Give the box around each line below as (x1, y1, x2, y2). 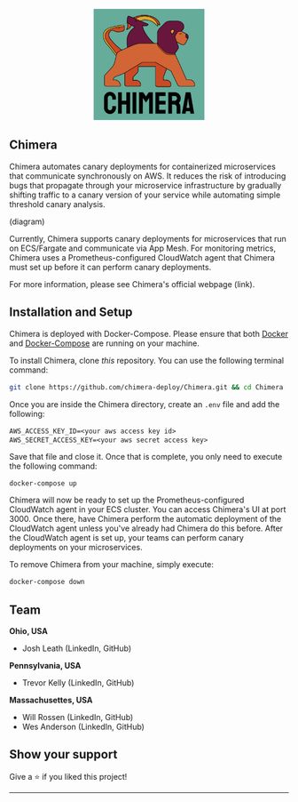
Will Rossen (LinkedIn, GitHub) (21, 712, 134, 723)
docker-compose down (9, 578, 86, 587)
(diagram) (9, 216, 45, 227)
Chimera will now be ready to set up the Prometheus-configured (9, 494, 245, 506)
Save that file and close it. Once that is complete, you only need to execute (9, 451, 283, 461)
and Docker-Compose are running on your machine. (9, 338, 200, 349)
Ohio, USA (9, 626, 49, 637)
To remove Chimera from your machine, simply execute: (9, 559, 215, 570)
